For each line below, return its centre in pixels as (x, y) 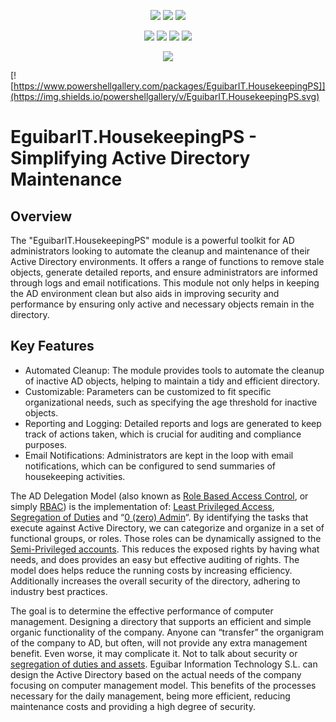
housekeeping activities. (75, 476)
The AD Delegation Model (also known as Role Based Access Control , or (159, 496)
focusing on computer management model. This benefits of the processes (163, 685)
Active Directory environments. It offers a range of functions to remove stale (167, 261)
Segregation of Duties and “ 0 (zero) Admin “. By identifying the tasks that (159, 517)
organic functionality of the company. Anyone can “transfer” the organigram (167, 632)
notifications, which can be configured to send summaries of (150, 466)
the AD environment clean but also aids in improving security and (145, 293)
